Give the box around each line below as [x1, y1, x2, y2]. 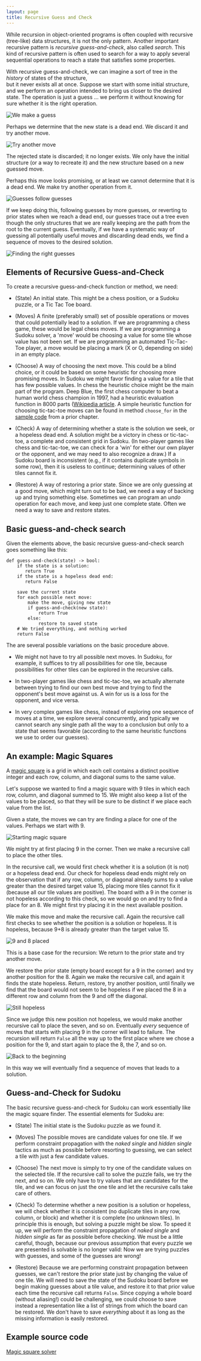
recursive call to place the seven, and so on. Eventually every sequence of [6, 1022, 190, 1029]
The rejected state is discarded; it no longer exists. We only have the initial [6, 152, 190, 159]
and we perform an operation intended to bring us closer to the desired [6, 87, 181, 94]
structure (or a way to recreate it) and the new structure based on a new [6, 159, 184, 166]
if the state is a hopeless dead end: [17, 573, 114, 580]
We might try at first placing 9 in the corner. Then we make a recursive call [6, 845, 190, 852]
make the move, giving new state [28, 600, 111, 606]
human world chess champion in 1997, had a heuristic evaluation [14, 394, 174, 401]
